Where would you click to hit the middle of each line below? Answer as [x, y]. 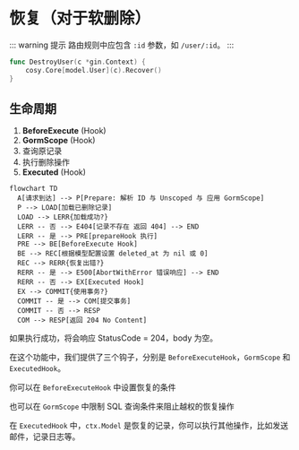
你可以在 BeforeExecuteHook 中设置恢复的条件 [93, 387]
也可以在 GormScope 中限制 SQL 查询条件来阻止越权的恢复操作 [122, 407]
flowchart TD [34, 189]
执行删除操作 [46, 162]
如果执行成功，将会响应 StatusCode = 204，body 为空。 [113, 338]
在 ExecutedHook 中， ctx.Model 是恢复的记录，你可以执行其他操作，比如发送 [149, 426]
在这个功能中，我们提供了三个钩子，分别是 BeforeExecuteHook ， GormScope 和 [150, 357]
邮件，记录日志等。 [45, 437]
